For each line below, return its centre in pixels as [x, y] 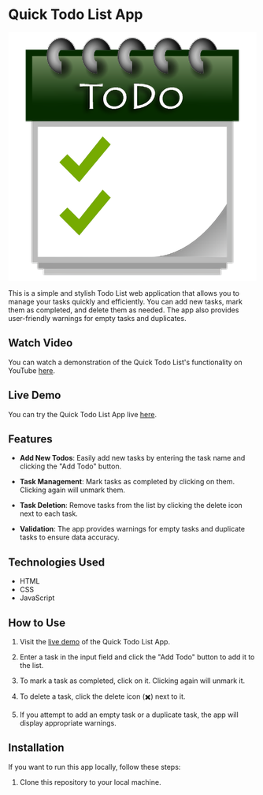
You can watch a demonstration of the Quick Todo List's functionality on [125, 362]
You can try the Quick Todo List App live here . [83, 414]
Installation [36, 748]
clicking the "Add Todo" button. [70, 466]
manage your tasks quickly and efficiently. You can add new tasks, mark [125, 301]
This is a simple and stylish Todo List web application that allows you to [124, 293]
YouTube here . [32, 370]
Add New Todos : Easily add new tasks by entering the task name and [132, 458]
